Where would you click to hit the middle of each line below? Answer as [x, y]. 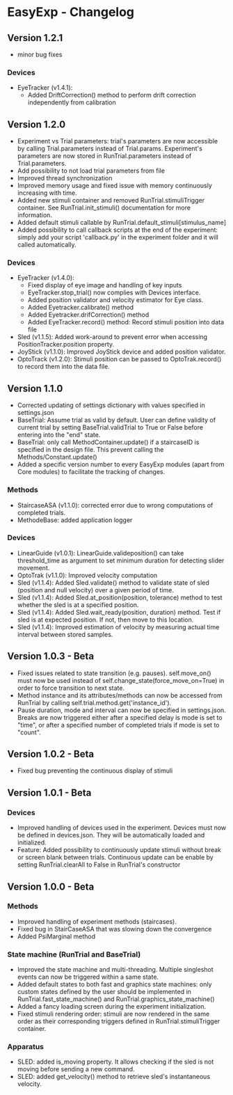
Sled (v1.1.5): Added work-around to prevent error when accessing [112, 337]
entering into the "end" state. [59, 435]
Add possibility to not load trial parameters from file [91, 171]
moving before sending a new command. [76, 1069]
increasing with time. [47, 193]
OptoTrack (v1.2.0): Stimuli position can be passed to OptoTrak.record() [119, 359]
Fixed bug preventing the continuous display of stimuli [95, 771]
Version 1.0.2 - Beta [51, 754]
